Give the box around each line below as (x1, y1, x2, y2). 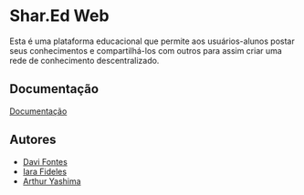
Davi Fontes (22, 156, 68, 167)
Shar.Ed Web (9, 5, 110, 26)
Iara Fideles (22, 166, 67, 177)
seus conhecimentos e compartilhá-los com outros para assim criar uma (9, 45, 283, 56)
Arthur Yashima (22, 175, 81, 187)
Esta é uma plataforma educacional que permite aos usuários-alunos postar (9, 36, 295, 46)
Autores (9, 132, 57, 148)
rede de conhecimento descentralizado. (9, 55, 160, 66)
